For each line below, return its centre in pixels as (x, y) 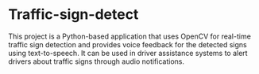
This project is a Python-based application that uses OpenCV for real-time (130, 36)
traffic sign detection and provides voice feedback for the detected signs (128, 44)
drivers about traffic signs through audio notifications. (97, 61)
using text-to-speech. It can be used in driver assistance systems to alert (128, 53)
